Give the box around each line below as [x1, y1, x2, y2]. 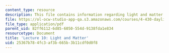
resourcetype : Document [5, 31, 55, 36]
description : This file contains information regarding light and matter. [5, 12, 165, 17]
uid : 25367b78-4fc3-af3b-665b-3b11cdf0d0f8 [5, 40, 98, 45]
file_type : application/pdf [5, 21, 64, 27]
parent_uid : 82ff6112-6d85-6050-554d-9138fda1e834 [5, 26, 114, 31]
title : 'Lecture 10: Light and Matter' [5, 36, 89, 41]
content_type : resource [5, 7, 55, 13]
